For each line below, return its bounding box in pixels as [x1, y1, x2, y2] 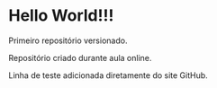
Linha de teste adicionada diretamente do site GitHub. [8, 69, 208, 81]
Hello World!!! [8, 5, 114, 26]
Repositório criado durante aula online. [8, 52, 152, 63]
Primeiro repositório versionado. [8, 35, 128, 46]
